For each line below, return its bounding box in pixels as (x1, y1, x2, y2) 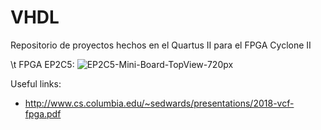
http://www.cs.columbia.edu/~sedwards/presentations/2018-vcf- (24, 97, 295, 109)
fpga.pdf (24, 107, 62, 120)
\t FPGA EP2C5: (10, 58, 75, 70)
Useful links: (10, 77, 62, 90)
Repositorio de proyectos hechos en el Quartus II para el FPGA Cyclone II (10, 39, 312, 51)
